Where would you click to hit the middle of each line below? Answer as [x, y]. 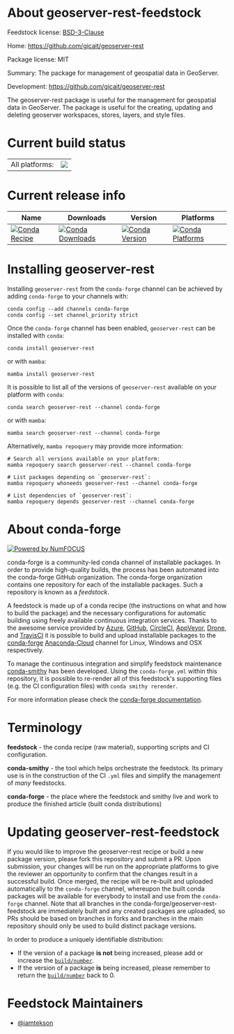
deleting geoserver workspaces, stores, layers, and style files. [96, 115]
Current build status [67, 143]
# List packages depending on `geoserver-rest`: [79, 477]
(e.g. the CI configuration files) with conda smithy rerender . [92, 686]
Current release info [67, 195]
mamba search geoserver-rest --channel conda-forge [84, 433]
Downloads [87, 217]
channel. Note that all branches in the [78, 903]
